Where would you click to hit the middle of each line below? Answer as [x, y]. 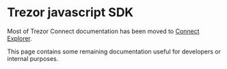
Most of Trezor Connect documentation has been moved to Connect [103, 31]
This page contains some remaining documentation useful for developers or [114, 51]
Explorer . [20, 38]
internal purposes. [33, 58]
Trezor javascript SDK [70, 13]
